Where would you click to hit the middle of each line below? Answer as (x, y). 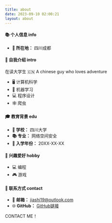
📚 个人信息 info (21, 34)
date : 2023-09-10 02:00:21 (32, 14)
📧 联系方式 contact (24, 188)
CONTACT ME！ (21, 216)
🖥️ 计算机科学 (25, 82)
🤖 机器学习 (22, 89)
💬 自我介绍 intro (21, 60)
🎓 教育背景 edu (21, 116)
